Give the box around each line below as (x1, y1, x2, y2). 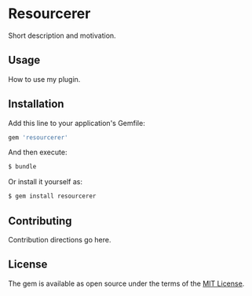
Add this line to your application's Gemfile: (8, 118, 145, 128)
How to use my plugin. (8, 74, 81, 83)
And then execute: (8, 147, 68, 157)
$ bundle (8, 163, 37, 171)
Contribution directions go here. (8, 235, 111, 244)
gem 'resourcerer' (8, 133, 68, 142)
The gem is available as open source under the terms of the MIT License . (8, 279, 245, 288)
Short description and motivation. (8, 31, 116, 40)
